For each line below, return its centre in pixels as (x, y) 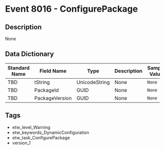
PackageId (46, 90)
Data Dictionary (29, 54)
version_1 (21, 143)
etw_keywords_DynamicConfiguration (51, 132)
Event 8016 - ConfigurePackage (72, 9)
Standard (19, 68)
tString (42, 82)
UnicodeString (93, 82)
